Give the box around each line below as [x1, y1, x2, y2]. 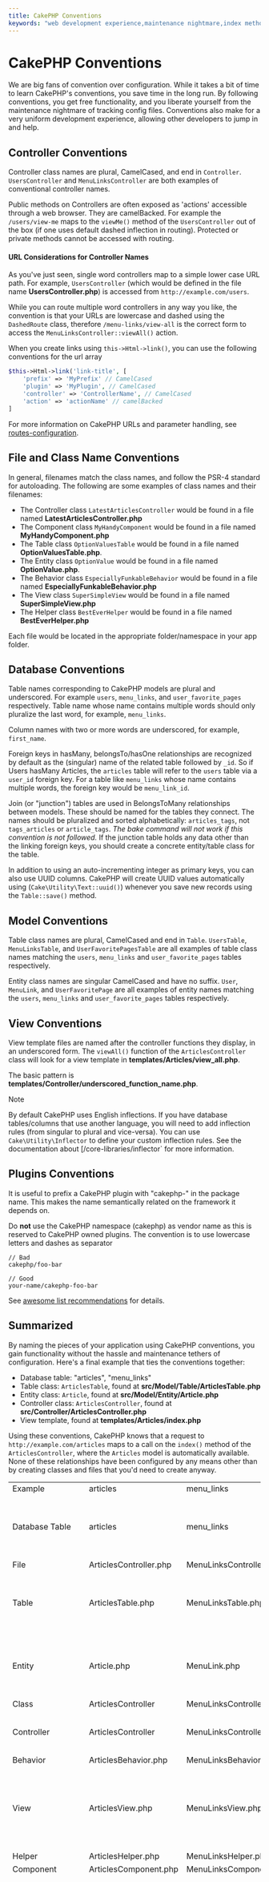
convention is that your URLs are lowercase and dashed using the [8, 311, 225, 320]
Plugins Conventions [8, 1167, 114, 1181]
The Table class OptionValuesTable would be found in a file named [19, 538, 239, 549]
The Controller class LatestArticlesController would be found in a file [19, 505, 255, 514]
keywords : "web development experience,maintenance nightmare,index [8, 19, 242, 27]
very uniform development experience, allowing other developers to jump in [8, 114, 259, 124]
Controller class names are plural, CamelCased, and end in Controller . [8, 167, 242, 177]
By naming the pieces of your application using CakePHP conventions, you [8, 1340, 255, 1350]
